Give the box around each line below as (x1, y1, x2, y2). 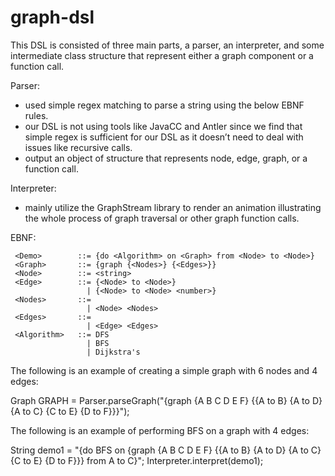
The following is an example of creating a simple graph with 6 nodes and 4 (10, 364, 318, 376)
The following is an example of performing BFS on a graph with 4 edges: (10, 424, 310, 436)
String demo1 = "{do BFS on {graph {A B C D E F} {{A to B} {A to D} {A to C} (10, 444, 322, 456)
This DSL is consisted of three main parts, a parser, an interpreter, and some (10, 39, 325, 51)
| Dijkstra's (86, 347, 141, 357)
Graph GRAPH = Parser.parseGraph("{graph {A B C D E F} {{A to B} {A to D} (10, 394, 323, 406)
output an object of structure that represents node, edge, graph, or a (24, 152, 308, 164)
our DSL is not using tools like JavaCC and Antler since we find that (24, 120, 303, 132)
